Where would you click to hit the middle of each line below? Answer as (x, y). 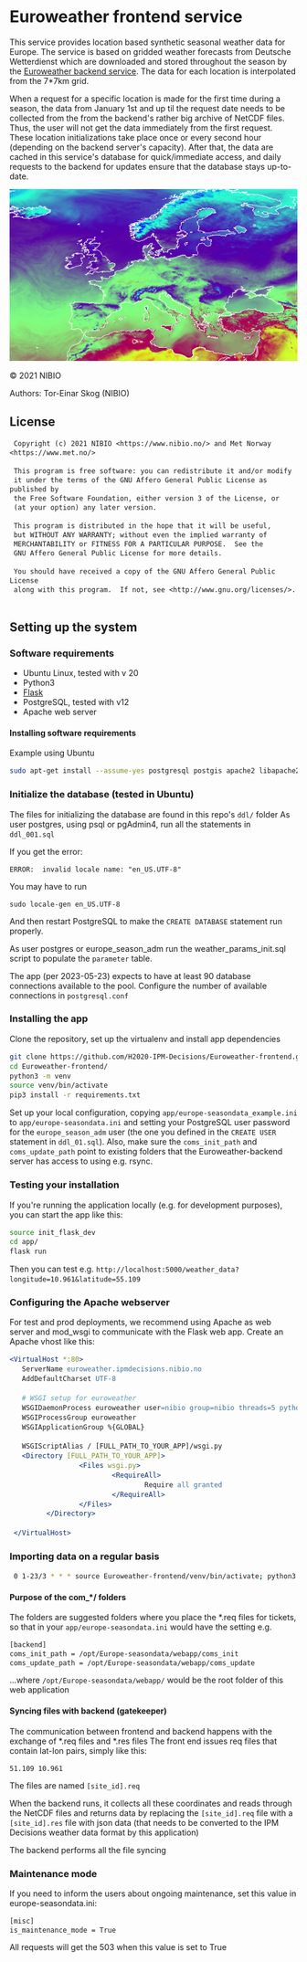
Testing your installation (65, 1185)
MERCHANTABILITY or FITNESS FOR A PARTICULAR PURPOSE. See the (138, 544)
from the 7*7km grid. (49, 80)
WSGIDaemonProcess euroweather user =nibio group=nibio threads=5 (148, 1408)
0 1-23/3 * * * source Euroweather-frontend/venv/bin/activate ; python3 (155, 1577)
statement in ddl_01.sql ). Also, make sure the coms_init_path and (133, 1142)
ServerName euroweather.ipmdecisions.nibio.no (112, 1369)
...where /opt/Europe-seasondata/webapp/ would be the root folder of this (147, 1680)
